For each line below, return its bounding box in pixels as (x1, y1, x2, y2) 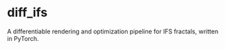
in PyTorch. (7, 34, 39, 42)
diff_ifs (7, 5, 48, 20)
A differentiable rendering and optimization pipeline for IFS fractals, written (7, 27, 219, 35)
